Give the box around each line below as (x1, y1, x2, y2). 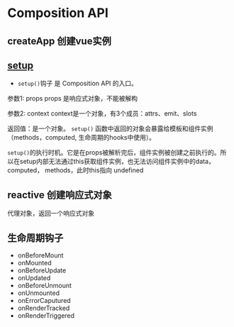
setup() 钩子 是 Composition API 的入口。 (17, 79, 138, 88)
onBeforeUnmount (17, 282, 72, 290)
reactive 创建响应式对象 (7, 189, 112, 201)
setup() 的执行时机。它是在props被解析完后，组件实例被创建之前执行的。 (7, 148, 221, 157)
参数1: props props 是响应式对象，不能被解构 (7, 94, 138, 103)
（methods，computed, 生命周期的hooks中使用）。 (7, 133, 156, 142)
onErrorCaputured (17, 296, 71, 305)
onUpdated (17, 274, 51, 282)
